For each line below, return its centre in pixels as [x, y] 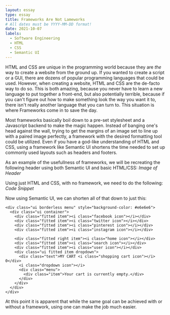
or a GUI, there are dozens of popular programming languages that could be [85, 78]
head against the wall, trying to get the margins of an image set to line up [82, 131]
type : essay [18, 15]
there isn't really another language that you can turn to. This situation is [80, 105]
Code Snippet [20, 188]
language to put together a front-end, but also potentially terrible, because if [85, 94]
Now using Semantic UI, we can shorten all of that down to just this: [76, 198]
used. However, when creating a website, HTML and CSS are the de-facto [82, 83]
